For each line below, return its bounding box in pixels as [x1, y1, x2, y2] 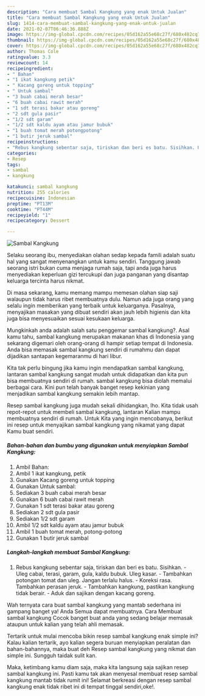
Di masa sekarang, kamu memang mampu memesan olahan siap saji [7, 289, 178, 297]
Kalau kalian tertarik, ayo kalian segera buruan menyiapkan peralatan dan [7, 639, 191, 646]
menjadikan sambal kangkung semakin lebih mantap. [7, 390, 140, 398]
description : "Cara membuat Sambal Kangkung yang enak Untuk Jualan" [7, 9, 187, 15]
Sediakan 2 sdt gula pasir [15, 509, 80, 516]
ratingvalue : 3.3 [7, 54, 51, 60]
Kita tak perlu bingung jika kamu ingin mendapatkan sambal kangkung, [7, 364, 185, 371]
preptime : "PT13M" [7, 201, 54, 207]
